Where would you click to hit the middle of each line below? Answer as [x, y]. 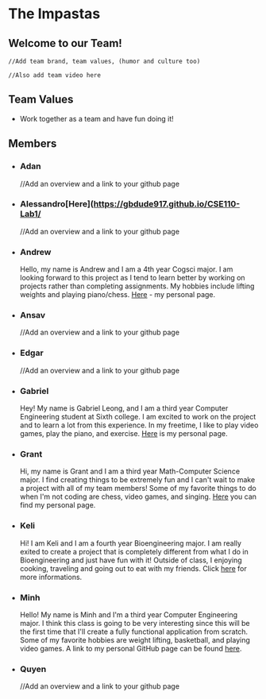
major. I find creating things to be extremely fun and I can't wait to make [137, 480]
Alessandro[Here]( [56, 204]
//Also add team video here [55, 75]
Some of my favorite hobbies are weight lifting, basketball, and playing [135, 639]
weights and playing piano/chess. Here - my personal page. [118, 295]
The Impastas [54, 14]
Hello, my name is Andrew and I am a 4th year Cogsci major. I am [126, 269]
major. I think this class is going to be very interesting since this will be [135, 623]
